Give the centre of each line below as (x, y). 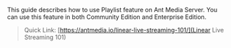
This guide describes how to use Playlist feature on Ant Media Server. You (112, 10)
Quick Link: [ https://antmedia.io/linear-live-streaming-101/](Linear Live (124, 30)
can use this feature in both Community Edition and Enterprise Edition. (107, 17)
